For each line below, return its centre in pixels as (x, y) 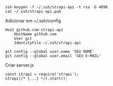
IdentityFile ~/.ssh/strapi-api (48, 43)
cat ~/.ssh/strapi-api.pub (33, 11)
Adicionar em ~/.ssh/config (33, 21)
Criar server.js (20, 65)
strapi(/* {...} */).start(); (37, 79)
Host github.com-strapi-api (34, 30)
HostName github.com (35, 34)
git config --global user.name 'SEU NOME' (50, 52)
